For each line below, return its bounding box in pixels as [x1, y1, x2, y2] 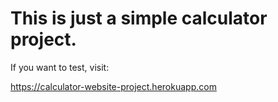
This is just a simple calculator [10, 7, 268, 30]
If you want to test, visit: [10, 61, 110, 73]
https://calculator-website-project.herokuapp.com [10, 80, 217, 92]
